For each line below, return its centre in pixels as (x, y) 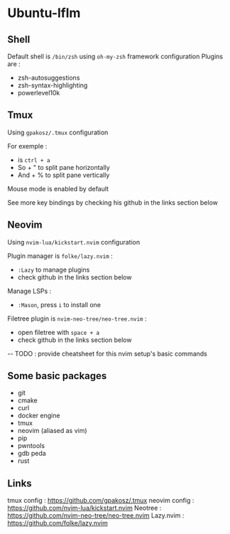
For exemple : (27, 146)
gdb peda (32, 454)
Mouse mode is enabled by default (58, 188)
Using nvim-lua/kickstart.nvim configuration (74, 242)
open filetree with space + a (59, 332)
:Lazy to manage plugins (54, 269)
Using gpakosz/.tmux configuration (58, 132)
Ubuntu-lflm (44, 13)
